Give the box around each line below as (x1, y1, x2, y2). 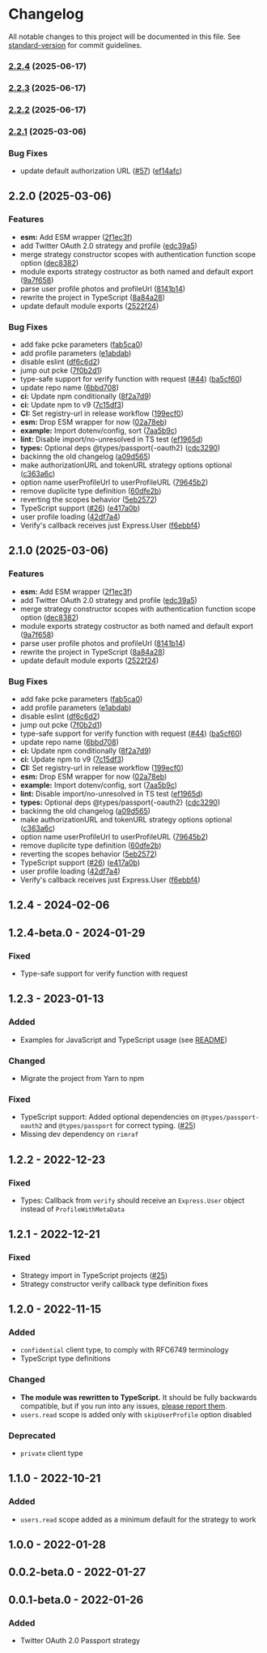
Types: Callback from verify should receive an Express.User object (19, 1195, 245, 1205)
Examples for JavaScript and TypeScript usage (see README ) (19, 1035, 228, 1044)
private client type (19, 1448, 83, 1458)
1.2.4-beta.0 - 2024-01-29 (8, 925, 146, 940)
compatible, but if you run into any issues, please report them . (19, 1401, 228, 1411)
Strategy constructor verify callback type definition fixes (19, 1279, 209, 1288)
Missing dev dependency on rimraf (19, 1130, 139, 1139)
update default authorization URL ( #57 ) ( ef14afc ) (19, 165, 183, 175)
